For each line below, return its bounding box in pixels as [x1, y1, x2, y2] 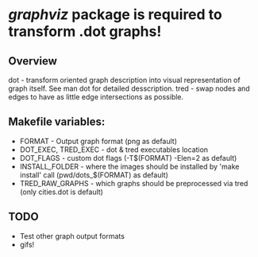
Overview [8, 54, 58, 68]
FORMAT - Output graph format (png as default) [19, 136, 177, 146]
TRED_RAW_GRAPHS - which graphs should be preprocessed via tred [19, 178, 248, 188]
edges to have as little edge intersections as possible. [8, 92, 184, 101]
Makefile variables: [8, 115, 106, 129]
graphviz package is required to [8, 6, 222, 24]
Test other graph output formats [19, 231, 125, 240]
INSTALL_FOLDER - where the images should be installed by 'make [19, 162, 240, 171]
